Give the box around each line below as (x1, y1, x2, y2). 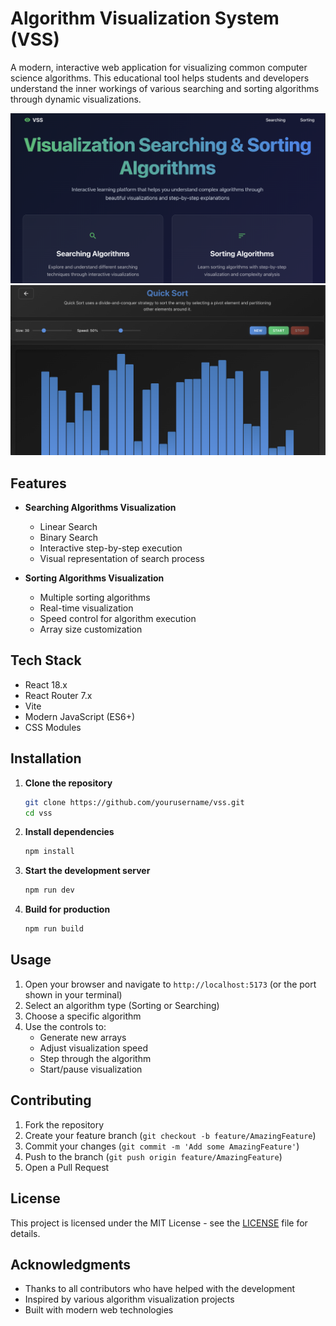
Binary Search (39, 532, 99, 544)
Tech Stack (10, 652, 82, 669)
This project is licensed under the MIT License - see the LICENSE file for (10, 1217, 308, 1229)
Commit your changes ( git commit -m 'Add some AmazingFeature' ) (24, 1140, 300, 1152)
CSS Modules (24, 721, 82, 733)
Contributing (10, 1092, 92, 1109)
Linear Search (39, 521, 98, 533)
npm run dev (24, 885, 75, 896)
